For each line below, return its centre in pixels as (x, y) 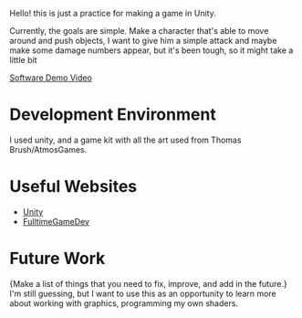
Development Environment (113, 115)
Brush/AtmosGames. (48, 149)
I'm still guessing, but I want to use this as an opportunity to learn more (143, 293)
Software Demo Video (51, 78)
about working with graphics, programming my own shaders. (124, 303)
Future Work (57, 259)
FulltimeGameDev (56, 221)
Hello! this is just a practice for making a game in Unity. (113, 13)
